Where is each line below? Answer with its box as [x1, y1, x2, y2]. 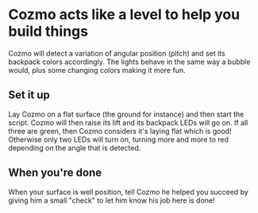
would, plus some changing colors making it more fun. [8, 65, 186, 74]
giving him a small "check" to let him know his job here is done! [8, 196, 216, 205]
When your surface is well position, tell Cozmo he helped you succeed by [8, 187, 248, 196]
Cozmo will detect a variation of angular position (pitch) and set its [8, 48, 225, 58]
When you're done [8, 166, 102, 180]
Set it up [8, 89, 50, 102]
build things [8, 22, 89, 40]
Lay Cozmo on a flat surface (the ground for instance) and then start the [8, 109, 245, 119]
